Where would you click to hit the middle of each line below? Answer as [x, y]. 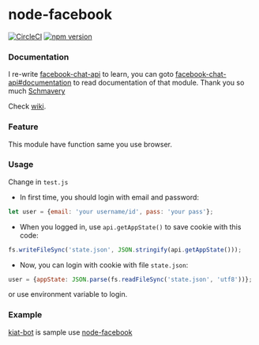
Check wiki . [27, 106]
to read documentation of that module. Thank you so [159, 83]
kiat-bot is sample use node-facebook [70, 332]
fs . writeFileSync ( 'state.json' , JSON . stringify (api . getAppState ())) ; [125, 250]
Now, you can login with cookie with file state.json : [104, 265]
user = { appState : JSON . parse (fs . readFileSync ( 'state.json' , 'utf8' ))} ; [130, 279]
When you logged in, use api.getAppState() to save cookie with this [130, 226]
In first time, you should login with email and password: [109, 197]
